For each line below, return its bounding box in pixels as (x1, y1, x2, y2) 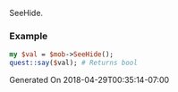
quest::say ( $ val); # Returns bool (9, 58, 139, 68)
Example (9, 29, 48, 42)
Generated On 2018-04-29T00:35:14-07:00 (9, 75, 170, 86)
